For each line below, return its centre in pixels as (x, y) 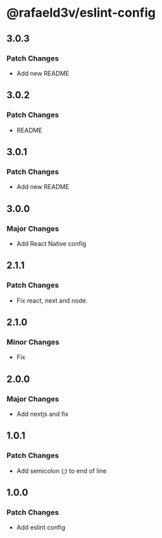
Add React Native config (51, 243)
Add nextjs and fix (42, 414)
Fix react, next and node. (52, 300)
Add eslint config (41, 528)
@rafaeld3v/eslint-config (81, 13)
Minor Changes (33, 342)
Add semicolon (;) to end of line (61, 471)
